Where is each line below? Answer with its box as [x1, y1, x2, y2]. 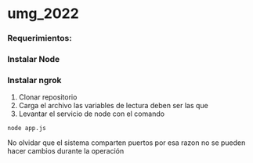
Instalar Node [7, 54, 60, 65]
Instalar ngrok [7, 74, 62, 85]
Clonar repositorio [18, 92, 78, 102]
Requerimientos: [7, 33, 72, 44]
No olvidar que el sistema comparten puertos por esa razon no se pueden [7, 138, 246, 147]
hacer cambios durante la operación [7, 147, 125, 156]
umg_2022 [7, 5, 79, 23]
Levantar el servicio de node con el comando [18, 109, 165, 118]
